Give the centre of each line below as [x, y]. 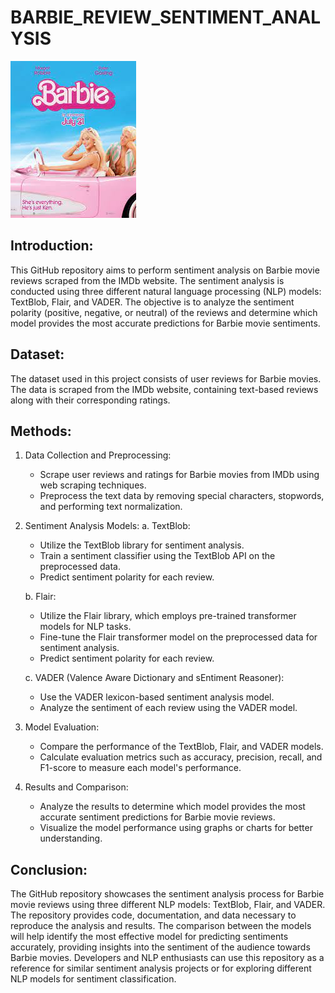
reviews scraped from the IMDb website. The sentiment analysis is [147, 280]
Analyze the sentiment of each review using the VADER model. [168, 708]
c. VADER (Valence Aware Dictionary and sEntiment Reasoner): [154, 678]
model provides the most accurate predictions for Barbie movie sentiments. [165, 323]
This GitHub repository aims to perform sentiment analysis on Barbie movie [165, 270]
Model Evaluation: [62, 727]
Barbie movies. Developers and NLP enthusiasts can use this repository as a [167, 958]
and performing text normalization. [111, 507]
